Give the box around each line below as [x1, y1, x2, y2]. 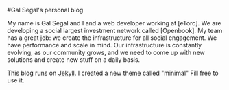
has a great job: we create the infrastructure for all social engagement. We [7, 34, 217, 42]
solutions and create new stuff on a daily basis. [7, 56, 141, 64]
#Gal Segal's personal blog [7, 6, 84, 14]
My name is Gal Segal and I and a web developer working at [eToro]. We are [7, 19, 221, 27]
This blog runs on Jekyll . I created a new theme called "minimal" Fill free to [7, 69, 219, 77]
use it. [7, 76, 25, 85]
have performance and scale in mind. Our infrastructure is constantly [7, 41, 202, 49]
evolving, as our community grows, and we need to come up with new [7, 48, 206, 56]
